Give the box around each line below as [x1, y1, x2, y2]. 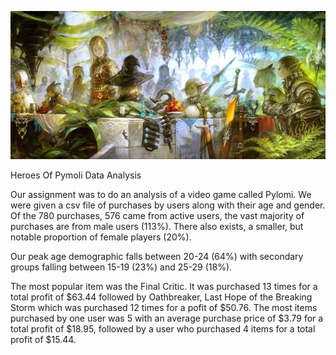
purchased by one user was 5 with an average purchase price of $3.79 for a [10, 312, 324, 324]
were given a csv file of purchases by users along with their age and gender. [10, 199, 326, 211]
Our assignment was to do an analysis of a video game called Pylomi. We [10, 188, 312, 200]
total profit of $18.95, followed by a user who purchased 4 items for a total [10, 322, 316, 335]
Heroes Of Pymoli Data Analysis [10, 169, 142, 181]
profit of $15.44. [10, 333, 77, 345]
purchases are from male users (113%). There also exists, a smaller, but [10, 220, 304, 232]
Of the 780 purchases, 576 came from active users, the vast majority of [10, 209, 305, 221]
